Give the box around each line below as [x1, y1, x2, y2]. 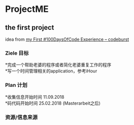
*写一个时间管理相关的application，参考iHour [5, 68, 97, 74]
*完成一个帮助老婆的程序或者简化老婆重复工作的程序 [5, 62, 112, 68]
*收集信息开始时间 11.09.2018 [5, 94, 64, 100]
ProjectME [5, 3, 49, 15]
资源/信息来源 [5, 114, 38, 121]
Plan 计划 [5, 82, 28, 89]
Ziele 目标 [5, 50, 29, 57]
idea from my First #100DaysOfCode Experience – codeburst [5, 36, 130, 42]
